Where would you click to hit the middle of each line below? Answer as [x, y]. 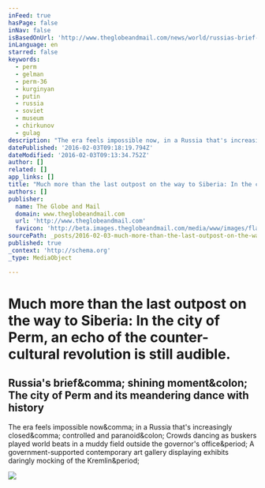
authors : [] [28, 191]
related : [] [28, 170]
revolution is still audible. [147, 354]
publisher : [26, 199]
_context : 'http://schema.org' [60, 250]
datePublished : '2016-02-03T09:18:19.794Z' [81, 148]
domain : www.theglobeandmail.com [70, 214]
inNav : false [30, 30]
